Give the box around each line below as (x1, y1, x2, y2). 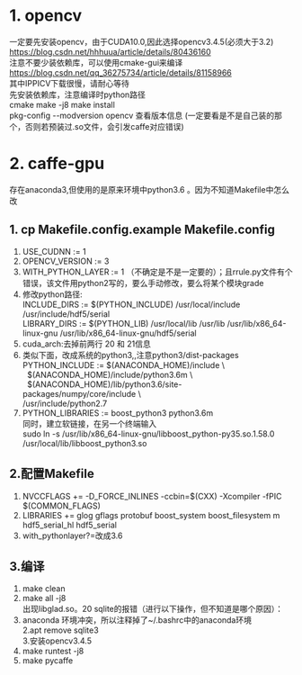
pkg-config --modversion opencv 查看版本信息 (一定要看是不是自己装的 (9, 110, 275, 121)
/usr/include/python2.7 (22, 398, 108, 409)
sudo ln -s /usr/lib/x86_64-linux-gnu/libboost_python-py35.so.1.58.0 (22, 428, 275, 439)
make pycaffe (22, 655, 74, 666)
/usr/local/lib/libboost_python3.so (22, 437, 147, 448)
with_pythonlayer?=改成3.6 (22, 530, 123, 541)
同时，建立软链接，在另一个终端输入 (22, 418, 157, 428)
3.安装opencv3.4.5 (22, 635, 93, 646)
